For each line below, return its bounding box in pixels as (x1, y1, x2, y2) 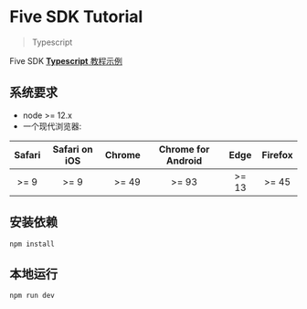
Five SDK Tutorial (9, 6, 143, 27)
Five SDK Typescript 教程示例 (9, 55, 123, 66)
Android (165, 154, 203, 166)
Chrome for (158, 143, 210, 155)
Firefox (261, 148, 293, 161)
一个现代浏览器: (22, 121, 82, 132)
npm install (9, 240, 55, 249)
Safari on (52, 143, 93, 155)
